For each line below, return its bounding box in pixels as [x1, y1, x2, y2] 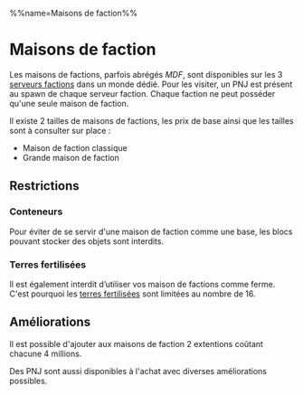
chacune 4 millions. [9, 348, 82, 359]
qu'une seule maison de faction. [9, 98, 129, 108]
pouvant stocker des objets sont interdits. [9, 235, 165, 247]
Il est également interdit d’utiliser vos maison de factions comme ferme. [9, 278, 276, 289]
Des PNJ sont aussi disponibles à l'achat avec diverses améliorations [9, 365, 268, 376]
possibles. [9, 375, 48, 386]
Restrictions [9, 178, 80, 193]
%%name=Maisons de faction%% [9, 8, 138, 18]
